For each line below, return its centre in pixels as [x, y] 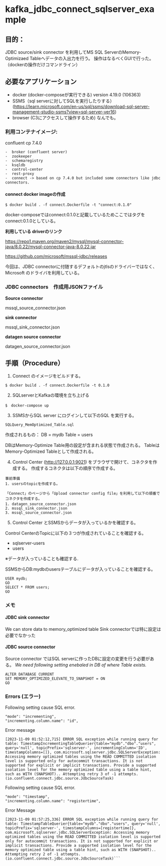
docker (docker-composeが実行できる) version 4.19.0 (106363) [77, 94]
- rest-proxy [20, 174]
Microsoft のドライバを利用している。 [44, 273]
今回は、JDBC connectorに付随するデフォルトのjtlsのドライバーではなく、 [80, 266]
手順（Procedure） [35, 363]
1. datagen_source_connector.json [41, 504]
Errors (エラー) [23, 696]
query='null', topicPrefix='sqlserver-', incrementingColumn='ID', [76, 748]
